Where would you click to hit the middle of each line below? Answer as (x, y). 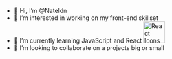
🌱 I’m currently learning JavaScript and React (78, 40)
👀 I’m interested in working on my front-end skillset (86, 18)
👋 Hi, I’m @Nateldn (40, 11)
